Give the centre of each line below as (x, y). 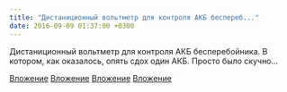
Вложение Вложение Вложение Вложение (91, 78)
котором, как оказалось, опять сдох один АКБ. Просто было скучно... (144, 61)
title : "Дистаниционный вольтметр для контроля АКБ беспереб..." (134, 17)
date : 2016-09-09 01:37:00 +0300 (72, 26)
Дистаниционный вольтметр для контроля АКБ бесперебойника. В (139, 51)
